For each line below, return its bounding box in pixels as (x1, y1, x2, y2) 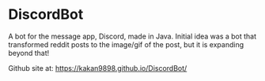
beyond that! (8, 48, 50, 57)
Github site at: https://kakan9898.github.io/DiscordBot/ (8, 63, 187, 72)
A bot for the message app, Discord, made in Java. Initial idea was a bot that (8, 31, 257, 41)
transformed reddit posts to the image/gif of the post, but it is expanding (8, 39, 244, 49)
